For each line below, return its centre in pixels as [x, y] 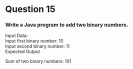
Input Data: [16, 35]
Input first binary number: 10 [34, 41]
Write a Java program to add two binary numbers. [67, 25]
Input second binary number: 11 [37, 46]
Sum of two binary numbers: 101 [38, 61]
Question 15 [30, 9]
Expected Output [22, 51]
